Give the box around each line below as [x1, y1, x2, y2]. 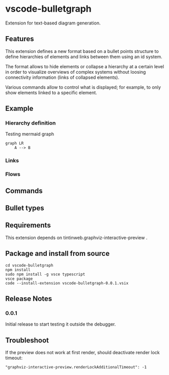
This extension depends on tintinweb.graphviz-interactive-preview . [5, 235, 148, 241]
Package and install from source [5, 249, 110, 258]
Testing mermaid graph [5, 131, 54, 137]
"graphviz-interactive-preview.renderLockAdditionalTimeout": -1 [5, 365, 147, 370]
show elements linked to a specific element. [5, 90, 98, 96]
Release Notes [5, 295, 52, 303]
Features [5, 35, 34, 43]
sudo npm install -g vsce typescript [5, 272, 86, 277]
